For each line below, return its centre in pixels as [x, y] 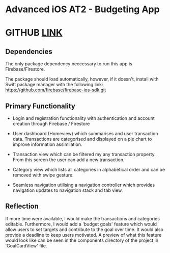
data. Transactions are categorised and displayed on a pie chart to [82, 139]
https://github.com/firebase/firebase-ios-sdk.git [56, 90]
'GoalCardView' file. [26, 245]
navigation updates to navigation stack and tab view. [68, 190]
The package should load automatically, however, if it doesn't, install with [82, 79]
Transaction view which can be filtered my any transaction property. [84, 154]
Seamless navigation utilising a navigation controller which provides [84, 185]
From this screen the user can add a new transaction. [68, 160]
